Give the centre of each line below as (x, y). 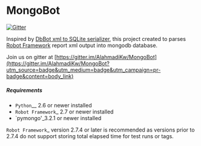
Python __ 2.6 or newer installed (53, 105)
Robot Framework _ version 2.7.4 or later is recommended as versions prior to (100, 130)
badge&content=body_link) (40, 76)
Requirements (24, 90)
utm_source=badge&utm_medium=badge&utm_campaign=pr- (84, 69)
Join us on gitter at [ (31, 57)
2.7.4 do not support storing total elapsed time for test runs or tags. (90, 136)
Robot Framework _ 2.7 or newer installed (64, 112)
